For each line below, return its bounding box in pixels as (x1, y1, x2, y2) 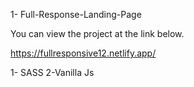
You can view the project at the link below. (10, 28, 185, 39)
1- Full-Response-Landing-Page (10, 9, 142, 20)
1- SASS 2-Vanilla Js (10, 67, 95, 78)
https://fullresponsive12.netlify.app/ (10, 47, 157, 59)
